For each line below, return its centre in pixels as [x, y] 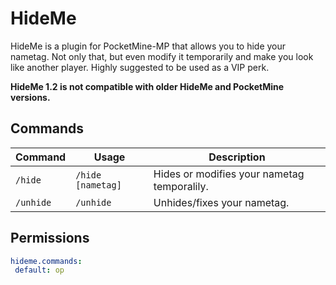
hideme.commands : [46, 261]
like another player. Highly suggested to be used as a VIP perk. [140, 67]
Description [237, 157]
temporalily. [181, 186]
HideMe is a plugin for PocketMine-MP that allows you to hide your [148, 46]
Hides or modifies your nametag [229, 174]
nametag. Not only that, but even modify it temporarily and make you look [162, 56]
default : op [39, 270]
